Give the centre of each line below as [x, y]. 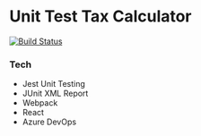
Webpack [40, 103]
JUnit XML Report [55, 93]
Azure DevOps [49, 122]
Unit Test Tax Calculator [100, 17]
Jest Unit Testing [53, 84]
